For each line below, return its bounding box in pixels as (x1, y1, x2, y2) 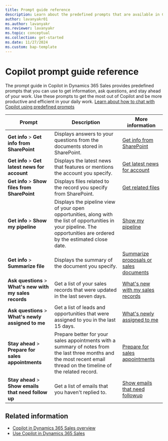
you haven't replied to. (54, 389, 107, 396)
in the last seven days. (54, 293, 106, 300)
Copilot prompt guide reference (5, 66, 139, 77)
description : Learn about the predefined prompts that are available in (5, 12, 160, 17)
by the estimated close (54, 236, 107, 243)
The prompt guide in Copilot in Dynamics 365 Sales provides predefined (5, 82, 154, 88)
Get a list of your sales (54, 280, 106, 287)
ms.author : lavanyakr (5, 21, 50, 26)
